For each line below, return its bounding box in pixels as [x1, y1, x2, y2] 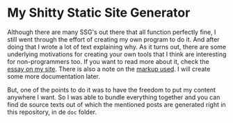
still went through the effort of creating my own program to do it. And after [7, 35, 220, 43]
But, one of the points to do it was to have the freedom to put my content [7, 85, 216, 94]
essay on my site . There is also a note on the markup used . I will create [7, 65, 211, 73]
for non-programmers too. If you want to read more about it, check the [7, 57, 210, 65]
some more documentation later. [7, 72, 101, 81]
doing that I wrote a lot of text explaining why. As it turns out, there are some [7, 42, 227, 51]
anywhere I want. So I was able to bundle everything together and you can [7, 92, 220, 101]
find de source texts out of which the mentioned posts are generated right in [7, 100, 226, 108]
